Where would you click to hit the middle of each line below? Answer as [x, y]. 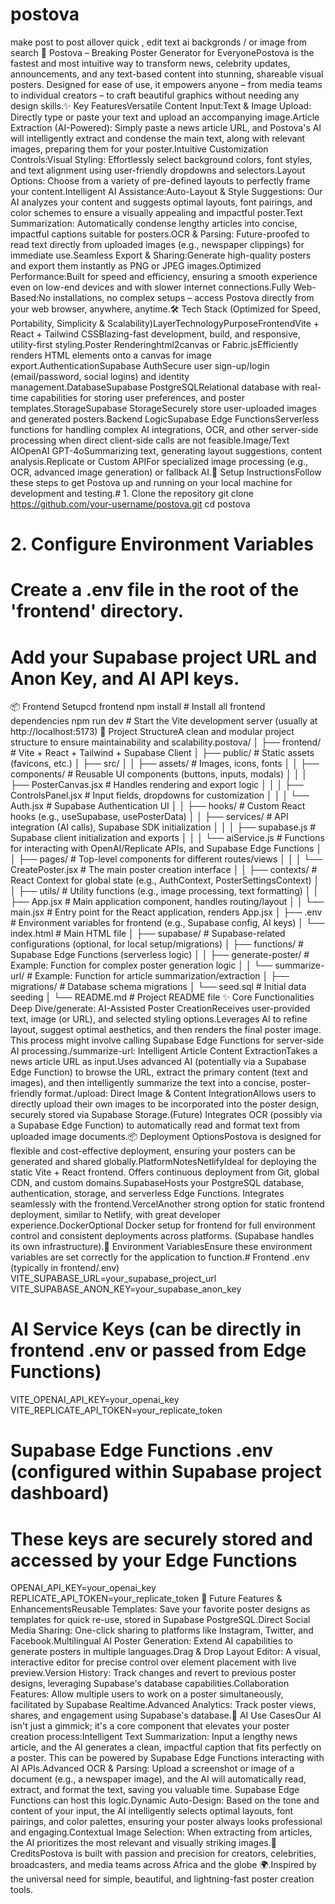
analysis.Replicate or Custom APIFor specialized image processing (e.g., [159, 461]
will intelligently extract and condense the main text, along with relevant [158, 138]
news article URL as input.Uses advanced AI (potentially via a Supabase [158, 1062]
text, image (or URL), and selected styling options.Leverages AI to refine [159, 1019]
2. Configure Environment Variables [162, 544]
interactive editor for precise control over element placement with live [153, 1662]
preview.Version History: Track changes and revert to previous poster [153, 1673]
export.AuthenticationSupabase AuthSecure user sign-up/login [140, 365]
